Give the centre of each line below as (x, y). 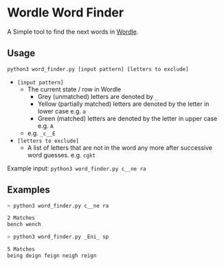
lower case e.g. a (61, 111)
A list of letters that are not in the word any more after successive (120, 147)
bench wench (24, 225)
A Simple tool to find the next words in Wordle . (73, 32)
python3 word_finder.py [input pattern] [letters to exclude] (98, 69)
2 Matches (21, 218)
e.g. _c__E (42, 133)
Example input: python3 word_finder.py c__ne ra (77, 168)
